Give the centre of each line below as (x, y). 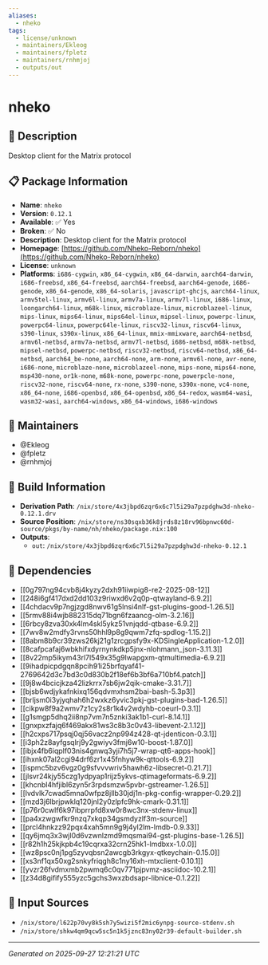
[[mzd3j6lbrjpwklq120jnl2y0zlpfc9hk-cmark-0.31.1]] (104, 802)
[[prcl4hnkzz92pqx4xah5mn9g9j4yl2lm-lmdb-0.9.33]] (109, 827)
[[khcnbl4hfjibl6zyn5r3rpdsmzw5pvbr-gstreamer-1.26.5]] (114, 785)
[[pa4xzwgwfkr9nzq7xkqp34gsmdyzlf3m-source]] (103, 819)
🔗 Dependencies (50, 571)
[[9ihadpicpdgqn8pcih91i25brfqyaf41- (82, 666)
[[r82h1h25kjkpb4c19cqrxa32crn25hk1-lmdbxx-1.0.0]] (108, 844)
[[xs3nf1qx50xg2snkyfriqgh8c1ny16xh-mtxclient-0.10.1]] (111, 861)
